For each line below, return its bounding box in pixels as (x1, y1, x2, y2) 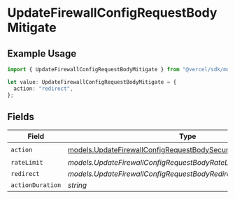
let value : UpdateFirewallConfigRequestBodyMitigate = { (7, 78, 177, 85)
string (67, 180, 87, 190)
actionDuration (10, 182, 62, 189)
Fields (7, 110, 35, 123)
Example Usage (7, 47, 77, 59)
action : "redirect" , (13, 85, 73, 92)
